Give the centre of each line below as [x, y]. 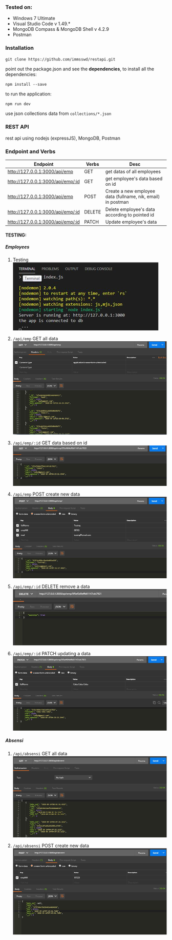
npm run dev [18, 104]
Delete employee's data [130, 209]
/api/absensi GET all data [40, 753]
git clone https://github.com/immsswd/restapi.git [60, 59]
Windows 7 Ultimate [34, 18]
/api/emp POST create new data [46, 494]
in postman [117, 202]
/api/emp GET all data [35, 338]
